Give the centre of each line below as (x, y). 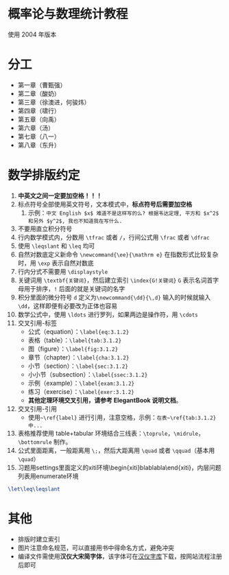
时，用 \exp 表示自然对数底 (56, 263)
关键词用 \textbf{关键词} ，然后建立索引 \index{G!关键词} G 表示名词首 (115, 280)
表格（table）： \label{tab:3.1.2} (75, 340)
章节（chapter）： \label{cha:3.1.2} (79, 357)
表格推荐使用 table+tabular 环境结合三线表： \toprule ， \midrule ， (111, 433)
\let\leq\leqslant (34, 489)
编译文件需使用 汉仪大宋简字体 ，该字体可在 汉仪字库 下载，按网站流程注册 (120, 556)
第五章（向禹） (39, 119)
